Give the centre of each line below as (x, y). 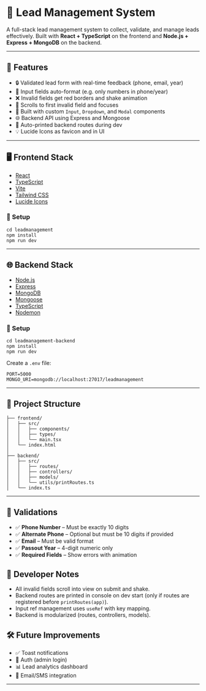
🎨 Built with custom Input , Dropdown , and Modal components (90, 111)
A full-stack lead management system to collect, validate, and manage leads (103, 29)
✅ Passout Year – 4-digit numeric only (64, 548)
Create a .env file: (29, 363)
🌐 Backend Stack (40, 265)
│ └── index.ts (29, 488)
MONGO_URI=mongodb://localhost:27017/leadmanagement (75, 379)
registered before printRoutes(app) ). (62, 602)
